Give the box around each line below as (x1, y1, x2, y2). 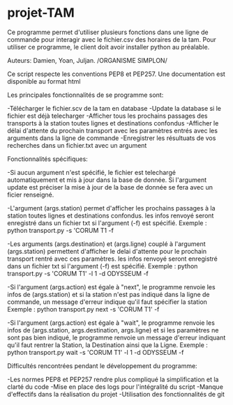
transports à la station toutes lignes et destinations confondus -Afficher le (7, 119, 219, 127)
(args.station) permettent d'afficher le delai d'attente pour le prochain (7, 247, 207, 255)
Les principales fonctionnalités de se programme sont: (7, 91, 164, 99)
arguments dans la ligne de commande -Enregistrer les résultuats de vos (7, 134, 216, 142)
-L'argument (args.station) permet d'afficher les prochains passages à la (7, 204, 216, 212)
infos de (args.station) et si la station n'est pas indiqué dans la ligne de (7, 290, 210, 298)
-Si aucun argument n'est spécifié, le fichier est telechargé (7, 168, 176, 176)
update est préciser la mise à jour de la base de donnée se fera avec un (7, 183, 213, 191)
